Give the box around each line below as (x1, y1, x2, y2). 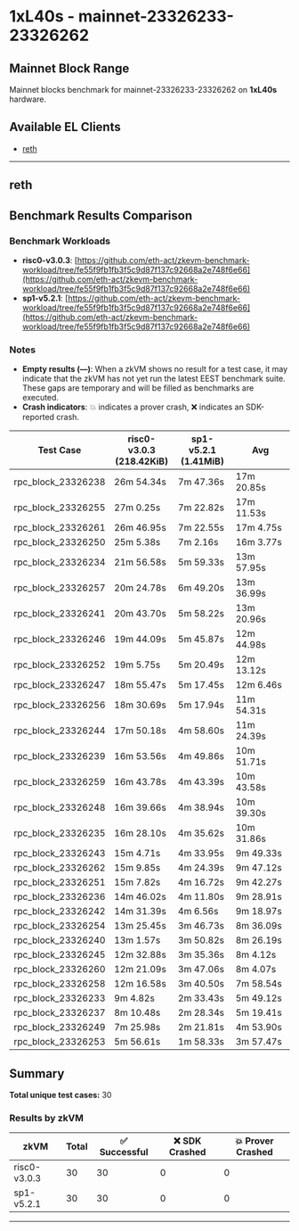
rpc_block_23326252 (13, 658, 106, 671)
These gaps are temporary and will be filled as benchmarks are (21, 383, 255, 393)
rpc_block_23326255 (13, 501, 106, 514)
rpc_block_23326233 (13, 992, 106, 1004)
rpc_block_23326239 (13, 750, 106, 763)
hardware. (9, 94, 47, 104)
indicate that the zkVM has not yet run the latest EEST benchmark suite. (21, 373, 287, 384)
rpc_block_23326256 (13, 698, 106, 711)
